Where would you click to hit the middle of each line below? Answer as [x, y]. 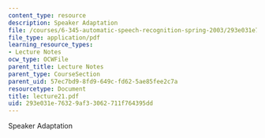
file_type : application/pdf [54, 37]
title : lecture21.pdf [44, 96]
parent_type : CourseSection [54, 74]
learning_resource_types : [50, 45]
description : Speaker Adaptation [63, 23]
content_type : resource [47, 15]
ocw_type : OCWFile [38, 60]
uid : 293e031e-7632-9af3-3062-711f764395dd [81, 103]
